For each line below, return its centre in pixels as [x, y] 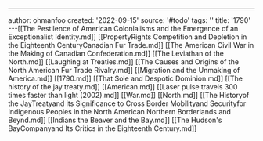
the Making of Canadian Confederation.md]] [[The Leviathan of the [116, 53]
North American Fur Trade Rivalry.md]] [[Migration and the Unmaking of [124, 70]
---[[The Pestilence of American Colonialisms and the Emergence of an [123, 29]
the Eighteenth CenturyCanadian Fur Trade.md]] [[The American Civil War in [131, 45]
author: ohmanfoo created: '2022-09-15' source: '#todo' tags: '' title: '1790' [129, 20]
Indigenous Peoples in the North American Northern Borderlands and [119, 112]
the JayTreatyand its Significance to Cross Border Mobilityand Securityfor [127, 103]
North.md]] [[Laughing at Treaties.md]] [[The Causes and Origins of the [124, 62]
